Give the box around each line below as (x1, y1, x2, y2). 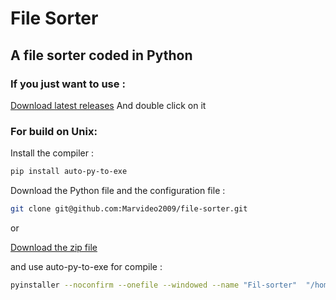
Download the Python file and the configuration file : (10, 185, 226, 197)
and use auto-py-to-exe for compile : (10, 260, 163, 272)
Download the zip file (10, 241, 98, 253)
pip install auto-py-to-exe (10, 167, 128, 177)
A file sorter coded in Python (10, 47, 193, 64)
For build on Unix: (10, 124, 98, 138)
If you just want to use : (10, 77, 126, 91)
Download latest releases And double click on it (10, 99, 207, 111)
